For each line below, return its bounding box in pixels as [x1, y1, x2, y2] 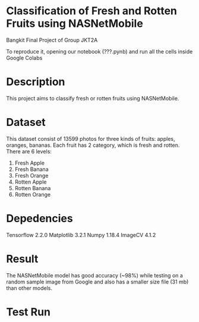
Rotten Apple [14, 178, 47, 185]
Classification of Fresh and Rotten [6, 4, 177, 18]
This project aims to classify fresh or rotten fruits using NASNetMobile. [6, 94, 179, 102]
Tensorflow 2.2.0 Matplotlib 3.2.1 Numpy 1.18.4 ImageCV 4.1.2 [6, 231, 156, 238]
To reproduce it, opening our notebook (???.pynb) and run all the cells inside [6, 48, 193, 55]
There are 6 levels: [6, 147, 52, 155]
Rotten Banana [14, 184, 51, 191]
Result [6, 252, 39, 266]
